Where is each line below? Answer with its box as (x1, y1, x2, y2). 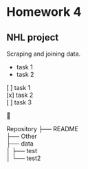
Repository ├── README (6, 125, 78, 133)
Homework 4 (6, 4, 82, 20)
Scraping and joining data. (6, 49, 81, 58)
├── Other (6, 132, 37, 140)
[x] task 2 (6, 91, 34, 99)
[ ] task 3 (6, 98, 32, 106)
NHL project (6, 32, 59, 43)
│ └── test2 (6, 154, 41, 162)
